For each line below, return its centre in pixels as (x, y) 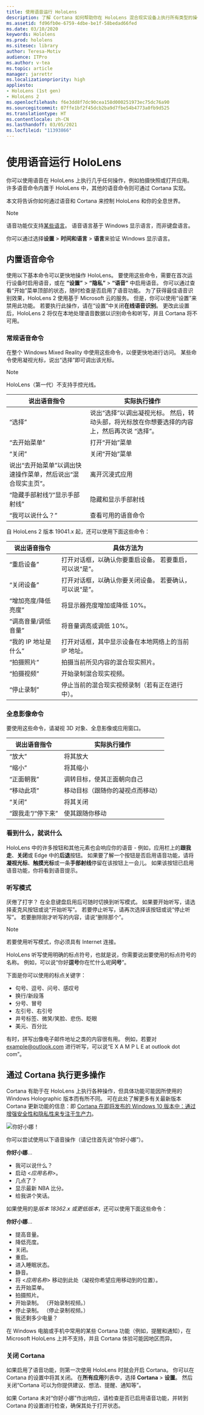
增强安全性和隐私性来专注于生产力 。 (52, 1113)
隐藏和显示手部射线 (117, 500)
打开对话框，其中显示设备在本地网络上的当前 (125, 642)
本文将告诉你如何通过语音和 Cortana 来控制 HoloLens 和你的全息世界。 (95, 200)
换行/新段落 (29, 995)
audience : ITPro (27, 57)
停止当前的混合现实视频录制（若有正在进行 (122, 685)
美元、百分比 (31, 1026)
